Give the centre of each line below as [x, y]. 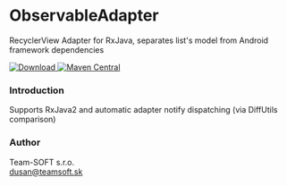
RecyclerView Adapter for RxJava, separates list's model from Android [139, 40]
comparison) [33, 119]
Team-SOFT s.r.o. [42, 162]
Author [25, 142]
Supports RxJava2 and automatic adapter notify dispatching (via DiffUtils [143, 110]
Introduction [37, 90]
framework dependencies [57, 49]
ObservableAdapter [84, 16]
